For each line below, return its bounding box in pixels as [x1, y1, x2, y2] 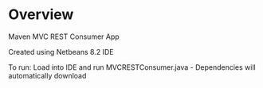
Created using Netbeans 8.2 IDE [8, 47, 114, 56]
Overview [8, 6, 74, 24]
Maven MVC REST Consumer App [8, 32, 120, 41]
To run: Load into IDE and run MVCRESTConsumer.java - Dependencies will [8, 62, 257, 72]
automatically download [8, 71, 87, 80]
